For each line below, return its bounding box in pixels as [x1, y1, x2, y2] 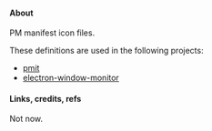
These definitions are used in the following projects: [9, 45, 204, 56]
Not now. [9, 114, 44, 125]
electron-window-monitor [22, 73, 120, 84]
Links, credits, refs [9, 93, 82, 104]
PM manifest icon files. [9, 27, 96, 38]
